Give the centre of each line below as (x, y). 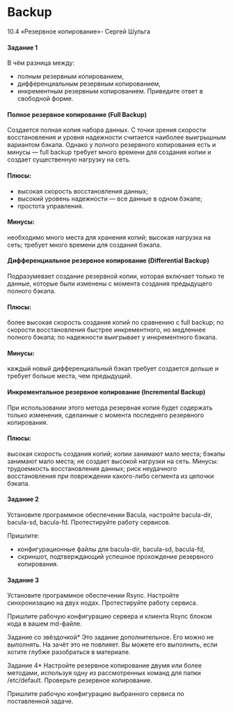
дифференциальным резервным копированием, (89, 84)
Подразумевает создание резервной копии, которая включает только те (116, 276)
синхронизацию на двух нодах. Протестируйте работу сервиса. (103, 603)
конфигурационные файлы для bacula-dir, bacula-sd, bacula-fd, (111, 549)
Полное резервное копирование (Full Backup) (77, 114)
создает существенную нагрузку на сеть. (69, 160)
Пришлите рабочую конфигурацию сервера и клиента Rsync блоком (110, 617)
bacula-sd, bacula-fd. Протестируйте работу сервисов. (89, 522)
